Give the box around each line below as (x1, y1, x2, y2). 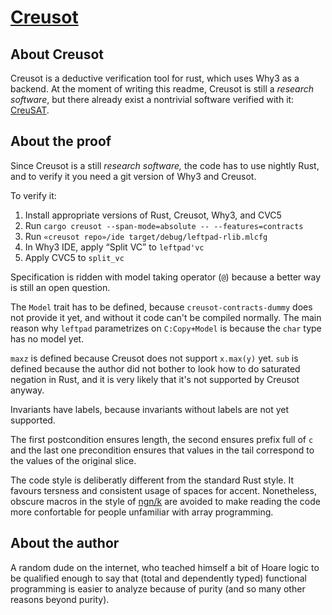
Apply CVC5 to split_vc (24, 251, 125, 263)
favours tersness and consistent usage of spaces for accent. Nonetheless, (10, 484, 317, 496)
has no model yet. (10, 332, 85, 345)
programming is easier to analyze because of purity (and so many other (10, 582, 306, 595)
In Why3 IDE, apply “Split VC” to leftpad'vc (24, 241, 205, 253)
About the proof (10, 133, 112, 150)
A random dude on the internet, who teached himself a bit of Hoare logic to (10, 561, 320, 573)
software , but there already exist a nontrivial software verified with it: (10, 94, 295, 105)
